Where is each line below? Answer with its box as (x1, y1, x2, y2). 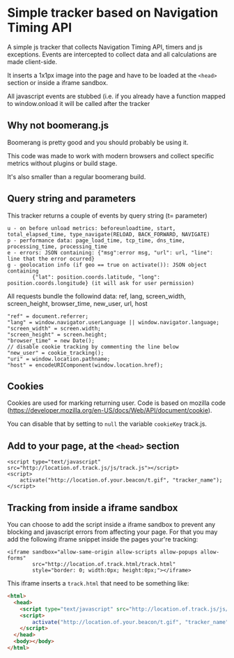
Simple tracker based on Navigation (7, 5, 219, 21)
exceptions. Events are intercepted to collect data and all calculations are (7, 50, 217, 59)
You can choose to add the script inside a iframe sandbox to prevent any (7, 521, 216, 528)
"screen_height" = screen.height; (7, 331, 108, 338)
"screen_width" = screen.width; (7, 325, 101, 332)
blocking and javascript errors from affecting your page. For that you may (7, 528, 218, 536)
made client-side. (7, 57, 58, 66)
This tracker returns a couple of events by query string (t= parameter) (7, 211, 208, 220)
